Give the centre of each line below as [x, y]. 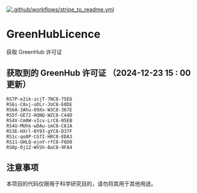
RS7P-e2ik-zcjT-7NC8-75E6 [39, 99]
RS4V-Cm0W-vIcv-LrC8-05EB [39, 120]
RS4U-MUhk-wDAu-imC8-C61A [39, 126]
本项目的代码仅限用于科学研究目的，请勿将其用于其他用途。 [81, 183]
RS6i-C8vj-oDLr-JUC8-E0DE [39, 104]
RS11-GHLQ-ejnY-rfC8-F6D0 [39, 142]
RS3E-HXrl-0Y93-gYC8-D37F [39, 131]
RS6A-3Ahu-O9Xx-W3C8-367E [39, 110]
